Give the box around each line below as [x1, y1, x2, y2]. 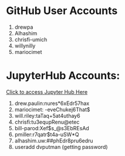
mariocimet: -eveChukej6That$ [14, 106, 90, 113]
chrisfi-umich [14, 36, 48, 43]
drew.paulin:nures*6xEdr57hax [14, 100, 90, 107]
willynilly [14, 42, 36, 49]
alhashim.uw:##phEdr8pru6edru [14, 137, 93, 144]
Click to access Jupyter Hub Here [6, 88, 88, 95]
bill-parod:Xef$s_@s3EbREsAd [14, 124, 89, 131]
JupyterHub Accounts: [6, 69, 120, 83]
